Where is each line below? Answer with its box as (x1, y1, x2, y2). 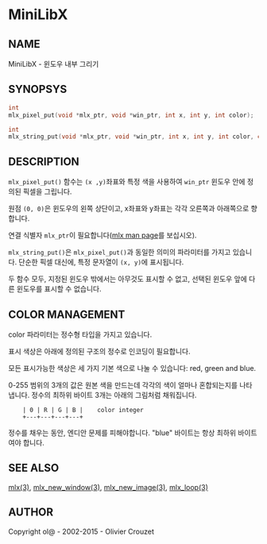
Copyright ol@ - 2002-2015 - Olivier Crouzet (8, 527, 155, 536)
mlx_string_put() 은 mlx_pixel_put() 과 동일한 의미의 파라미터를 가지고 (8, 248, 231, 257)
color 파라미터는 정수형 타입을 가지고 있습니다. (8, 330, 153, 339)
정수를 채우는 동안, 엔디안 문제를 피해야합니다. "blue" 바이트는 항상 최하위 (8, 427, 237, 438)
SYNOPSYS (8, 83, 68, 96)
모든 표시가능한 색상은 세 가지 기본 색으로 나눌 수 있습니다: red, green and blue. (8, 363, 257, 372)
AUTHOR (8, 506, 54, 519)
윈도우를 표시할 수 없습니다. (16, 284, 102, 294)
